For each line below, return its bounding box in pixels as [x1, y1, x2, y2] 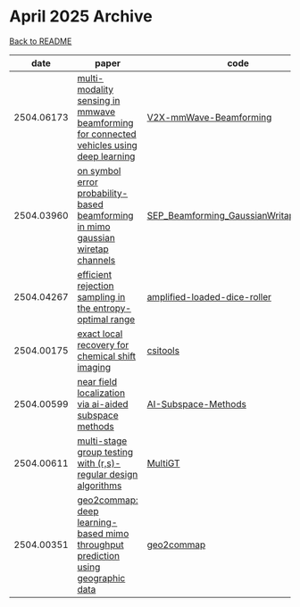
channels [77, 254, 116, 266]
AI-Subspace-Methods [146, 397, 247, 410]
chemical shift [77, 350, 137, 362]
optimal [77, 312, 109, 325]
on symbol [77, 164, 121, 177]
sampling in [77, 290, 126, 303]
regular [77, 468, 107, 480]
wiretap [77, 243, 109, 255]
